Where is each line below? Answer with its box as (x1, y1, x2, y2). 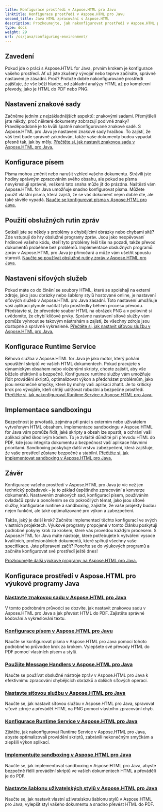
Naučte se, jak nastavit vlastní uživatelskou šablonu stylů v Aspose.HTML (5, 796, 152, 802)
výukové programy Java (5, 579, 80, 588)
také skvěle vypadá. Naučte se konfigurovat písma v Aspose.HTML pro (5, 197, 147, 203)
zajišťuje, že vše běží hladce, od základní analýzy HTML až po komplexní (5, 81, 151, 87)
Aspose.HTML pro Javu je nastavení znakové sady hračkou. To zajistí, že (5, 129, 151, 134)
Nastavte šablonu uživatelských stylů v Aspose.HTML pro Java (5, 785, 158, 792)
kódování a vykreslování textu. (5, 615, 66, 621)
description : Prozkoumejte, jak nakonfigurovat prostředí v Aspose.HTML (5, 20, 155, 26)
